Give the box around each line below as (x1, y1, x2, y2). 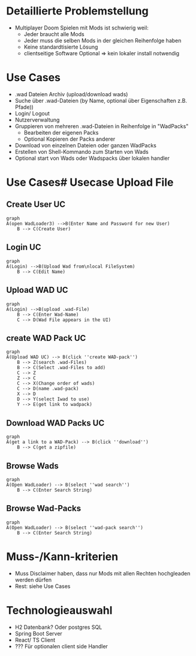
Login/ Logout (14, 109, 50, 117)
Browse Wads (6, 461, 59, 471)
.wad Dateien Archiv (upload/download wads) (14, 90, 128, 97)
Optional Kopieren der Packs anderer (23, 135, 116, 143)
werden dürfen (14, 576, 52, 583)
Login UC (6, 242, 41, 253)
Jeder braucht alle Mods (23, 30, 85, 37)
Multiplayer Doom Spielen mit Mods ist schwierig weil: (14, 24, 149, 31)
